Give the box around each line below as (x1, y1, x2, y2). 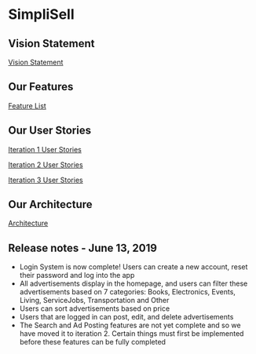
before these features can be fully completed (19, 338, 166, 347)
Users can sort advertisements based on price (19, 304, 170, 313)
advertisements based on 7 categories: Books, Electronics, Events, (19, 287, 236, 297)
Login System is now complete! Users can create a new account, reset (19, 262, 248, 272)
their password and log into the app (19, 271, 135, 280)
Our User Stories (8, 124, 92, 137)
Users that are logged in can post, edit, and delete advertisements (19, 312, 234, 322)
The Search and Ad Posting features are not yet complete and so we (19, 320, 241, 330)
